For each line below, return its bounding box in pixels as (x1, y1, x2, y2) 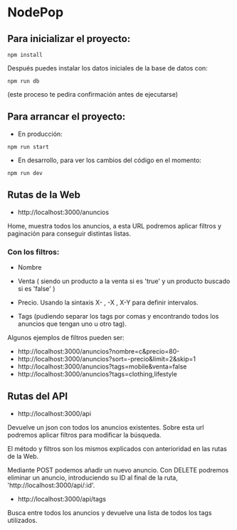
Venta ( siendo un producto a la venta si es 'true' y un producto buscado (17, 277, 231, 285)
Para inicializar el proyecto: (7, 33, 131, 45)
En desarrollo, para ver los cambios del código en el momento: (17, 156, 201, 164)
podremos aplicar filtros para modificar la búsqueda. (7, 430, 162, 439)
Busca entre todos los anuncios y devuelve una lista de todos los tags (7, 508, 212, 516)
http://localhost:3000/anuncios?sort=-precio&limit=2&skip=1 (17, 354, 196, 363)
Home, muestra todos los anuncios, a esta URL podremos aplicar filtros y (7, 221, 222, 230)
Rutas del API (7, 391, 68, 403)
